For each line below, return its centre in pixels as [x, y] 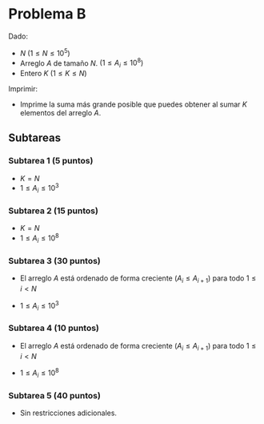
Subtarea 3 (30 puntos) [55, 260]
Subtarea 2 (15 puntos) [53, 211]
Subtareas [35, 138]
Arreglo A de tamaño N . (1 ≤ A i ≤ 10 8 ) [82, 63]
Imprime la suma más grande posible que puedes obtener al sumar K [134, 104]
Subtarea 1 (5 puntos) [51, 161]
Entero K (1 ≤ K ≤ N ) [53, 74]
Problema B [47, 14]
